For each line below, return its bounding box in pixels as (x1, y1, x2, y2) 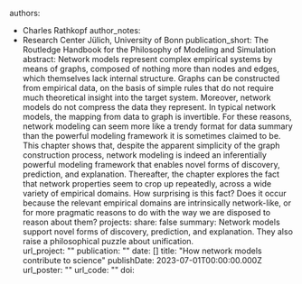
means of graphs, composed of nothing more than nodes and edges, (22, 63, 280, 74)
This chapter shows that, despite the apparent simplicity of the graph (22, 140, 280, 151)
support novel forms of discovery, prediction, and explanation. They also (22, 226, 294, 237)
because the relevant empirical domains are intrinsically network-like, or (22, 197, 292, 208)
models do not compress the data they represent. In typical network (22, 102, 276, 112)
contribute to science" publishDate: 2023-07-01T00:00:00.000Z (22, 255, 262, 265)
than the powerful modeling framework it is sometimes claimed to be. (22, 131, 281, 141)
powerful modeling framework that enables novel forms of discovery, (22, 160, 280, 169)
